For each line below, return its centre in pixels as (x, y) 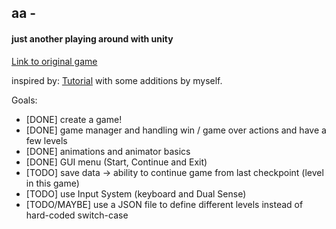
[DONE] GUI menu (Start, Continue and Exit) (116, 162)
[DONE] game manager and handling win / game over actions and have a (176, 130)
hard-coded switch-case (77, 215)
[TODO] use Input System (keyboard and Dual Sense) (136, 193)
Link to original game (54, 61)
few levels (46, 140)
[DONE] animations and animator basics (108, 151)
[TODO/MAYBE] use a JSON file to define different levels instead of (164, 204)
